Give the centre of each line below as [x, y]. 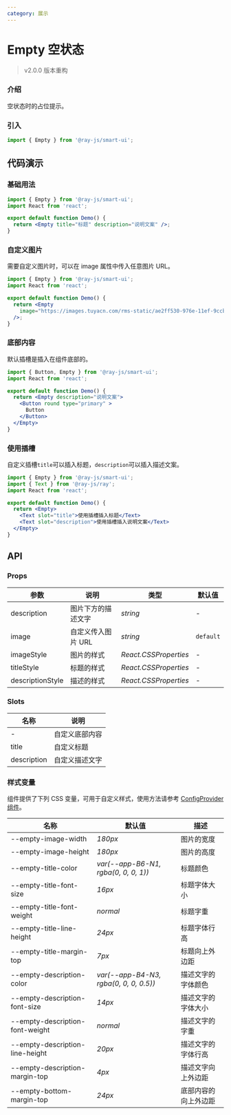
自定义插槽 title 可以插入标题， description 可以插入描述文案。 [95, 464]
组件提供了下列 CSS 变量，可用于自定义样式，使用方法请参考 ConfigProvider [115, 799]
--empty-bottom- [41, 1091]
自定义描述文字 [78, 760]
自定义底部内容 [78, 734]
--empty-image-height [50, 852]
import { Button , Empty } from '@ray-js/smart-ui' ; [82, 372]
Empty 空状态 [46, 50]
